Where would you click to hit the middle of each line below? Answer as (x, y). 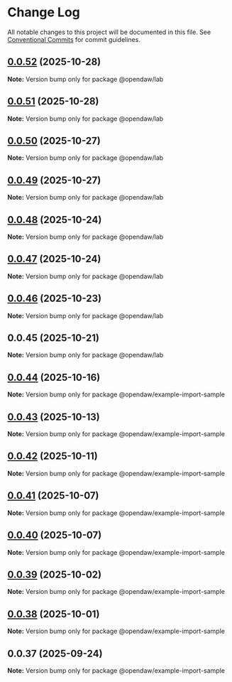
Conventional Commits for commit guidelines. (74, 39)
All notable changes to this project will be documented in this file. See (109, 32)
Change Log (44, 12)
